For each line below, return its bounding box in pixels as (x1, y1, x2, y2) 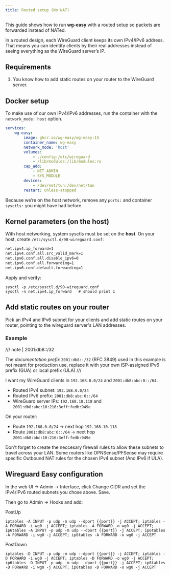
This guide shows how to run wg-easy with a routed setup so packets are (5, 22, 161, 28)
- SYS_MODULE (32, 173, 60, 179)
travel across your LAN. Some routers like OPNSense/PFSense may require (5, 449, 163, 455)
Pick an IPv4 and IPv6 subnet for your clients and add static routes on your (5, 316, 163, 323)
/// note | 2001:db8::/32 (5, 346, 55, 352)
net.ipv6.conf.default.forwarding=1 (5, 265, 83, 270)
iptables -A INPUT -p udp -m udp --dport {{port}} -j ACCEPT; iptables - (5, 519, 166, 524)
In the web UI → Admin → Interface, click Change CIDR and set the (5, 483, 146, 490)
